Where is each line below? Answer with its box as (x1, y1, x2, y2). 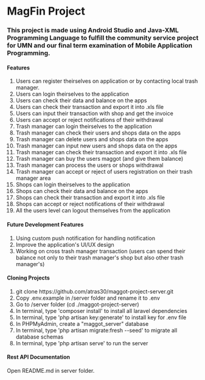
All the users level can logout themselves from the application (15, 207, 171, 214)
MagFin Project (7, 4, 86, 18)
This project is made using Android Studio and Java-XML (7, 26, 179, 35)
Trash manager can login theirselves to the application (15, 123, 153, 130)
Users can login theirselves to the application (15, 90, 130, 98)
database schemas (15, 333, 64, 340)
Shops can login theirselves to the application (15, 181, 130, 188)
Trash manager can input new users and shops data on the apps (15, 142, 178, 150)
